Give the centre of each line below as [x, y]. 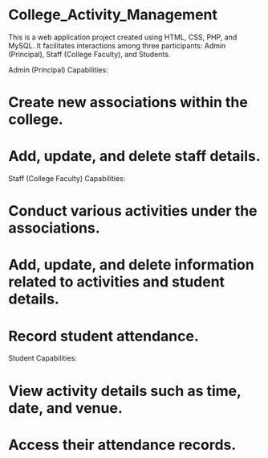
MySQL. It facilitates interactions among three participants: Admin [117, 45]
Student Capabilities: [43, 358]
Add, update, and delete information [131, 265]
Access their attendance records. [122, 445]
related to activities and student [117, 282]
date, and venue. [65, 408]
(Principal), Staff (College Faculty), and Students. [89, 54]
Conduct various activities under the [133, 211]
